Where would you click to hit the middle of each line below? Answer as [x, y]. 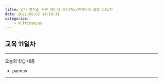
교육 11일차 [20, 44]
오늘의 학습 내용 [20, 61]
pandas [20, 71]
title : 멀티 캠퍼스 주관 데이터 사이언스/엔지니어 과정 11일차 [59, 9]
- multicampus [28, 23]
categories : [17, 18]
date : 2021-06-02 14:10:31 [32, 14]
